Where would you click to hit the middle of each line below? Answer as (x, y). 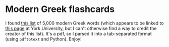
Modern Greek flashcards (60, 9)
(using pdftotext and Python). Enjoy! (43, 39)
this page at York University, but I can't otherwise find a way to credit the (81, 28)
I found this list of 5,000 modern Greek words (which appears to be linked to (84, 23)
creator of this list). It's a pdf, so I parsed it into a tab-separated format (79, 33)
